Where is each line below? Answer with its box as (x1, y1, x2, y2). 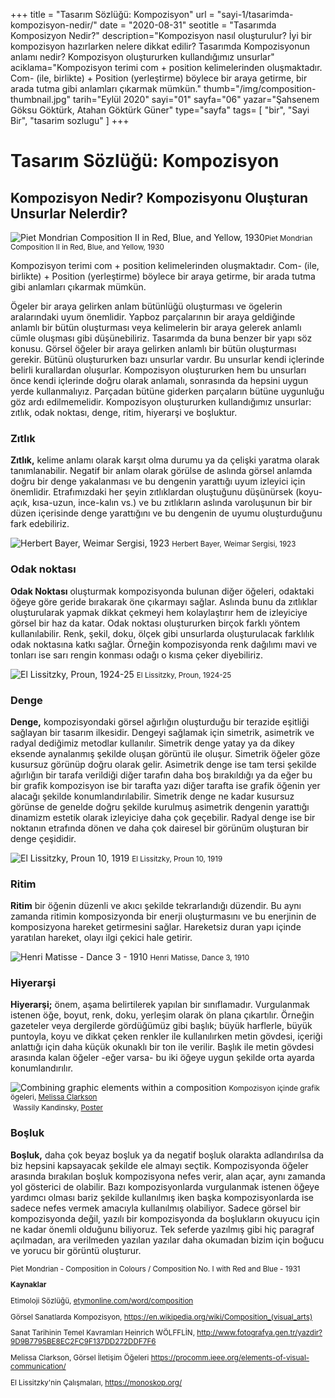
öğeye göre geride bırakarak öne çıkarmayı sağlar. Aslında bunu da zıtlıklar (10, 595, 318, 608)
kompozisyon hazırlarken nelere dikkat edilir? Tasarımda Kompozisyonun (10, 40, 310, 52)
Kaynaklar (10, 1280, 47, 1290)
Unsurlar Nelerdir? (10, 205, 128, 222)
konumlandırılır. (10, 1062, 74, 1074)
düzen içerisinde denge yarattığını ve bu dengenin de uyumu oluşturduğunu (10, 507, 323, 519)
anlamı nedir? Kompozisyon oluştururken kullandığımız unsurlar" (10, 51, 275, 63)
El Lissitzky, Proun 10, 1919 (131, 854, 223, 864)
